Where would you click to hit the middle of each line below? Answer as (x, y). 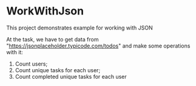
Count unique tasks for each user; (58, 70)
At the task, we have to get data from (52, 39)
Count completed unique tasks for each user (71, 76)
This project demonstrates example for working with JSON (79, 28)
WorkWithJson (45, 11)
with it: (15, 52)
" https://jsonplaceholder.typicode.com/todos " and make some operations (98, 46)
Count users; (31, 64)
